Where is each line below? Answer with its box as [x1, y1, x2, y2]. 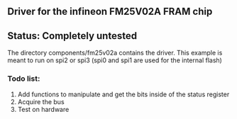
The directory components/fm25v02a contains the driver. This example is [7, 49, 223, 57]
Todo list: [7, 74, 40, 84]
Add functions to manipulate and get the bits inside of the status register [17, 90, 230, 98]
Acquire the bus [17, 97, 65, 106]
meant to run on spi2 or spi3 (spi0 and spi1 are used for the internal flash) [7, 56, 222, 64]
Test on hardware [17, 105, 70, 113]
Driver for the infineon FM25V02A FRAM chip [7, 6, 213, 18]
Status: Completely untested [7, 30, 137, 42]
